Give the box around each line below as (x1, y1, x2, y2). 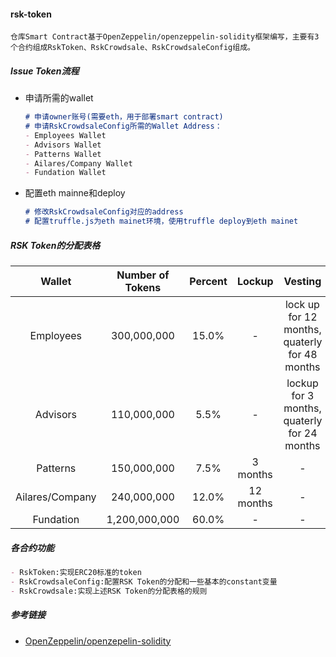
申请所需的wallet (24, 92, 94, 104)
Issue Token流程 (10, 65, 80, 77)
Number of (116, 268, 170, 282)
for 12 (288, 310, 318, 324)
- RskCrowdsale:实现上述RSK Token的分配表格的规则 (10, 586, 208, 596)
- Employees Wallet (24, 130, 107, 140)
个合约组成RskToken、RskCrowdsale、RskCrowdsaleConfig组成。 (10, 43, 255, 53)
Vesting (283, 275, 322, 289)
